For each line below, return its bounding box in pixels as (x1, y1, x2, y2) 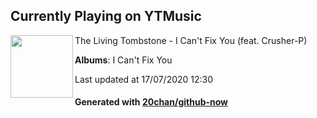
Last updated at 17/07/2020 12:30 (74, 73, 214, 85)
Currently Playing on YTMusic (10, 8, 202, 25)
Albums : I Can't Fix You (74, 54, 173, 66)
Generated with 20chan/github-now (74, 96, 229, 108)
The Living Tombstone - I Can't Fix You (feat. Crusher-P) (74, 34, 308, 46)
